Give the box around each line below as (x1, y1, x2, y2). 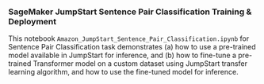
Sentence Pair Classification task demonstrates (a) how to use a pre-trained (8, 42, 256, 52)
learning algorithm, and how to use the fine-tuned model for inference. (8, 68, 239, 77)
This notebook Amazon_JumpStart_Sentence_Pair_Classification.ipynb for (8, 34, 250, 43)
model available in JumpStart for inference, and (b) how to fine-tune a (8, 50, 236, 60)
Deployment (8, 16, 57, 27)
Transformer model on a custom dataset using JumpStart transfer (33, 59, 248, 68)
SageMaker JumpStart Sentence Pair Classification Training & (8, 6, 252, 17)
